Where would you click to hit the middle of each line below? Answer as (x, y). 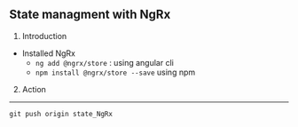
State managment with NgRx (90, 15)
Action (34, 89)
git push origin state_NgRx (61, 114)
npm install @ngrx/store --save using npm (115, 72)
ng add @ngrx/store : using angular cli (105, 62)
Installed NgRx (48, 53)
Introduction (44, 36)
